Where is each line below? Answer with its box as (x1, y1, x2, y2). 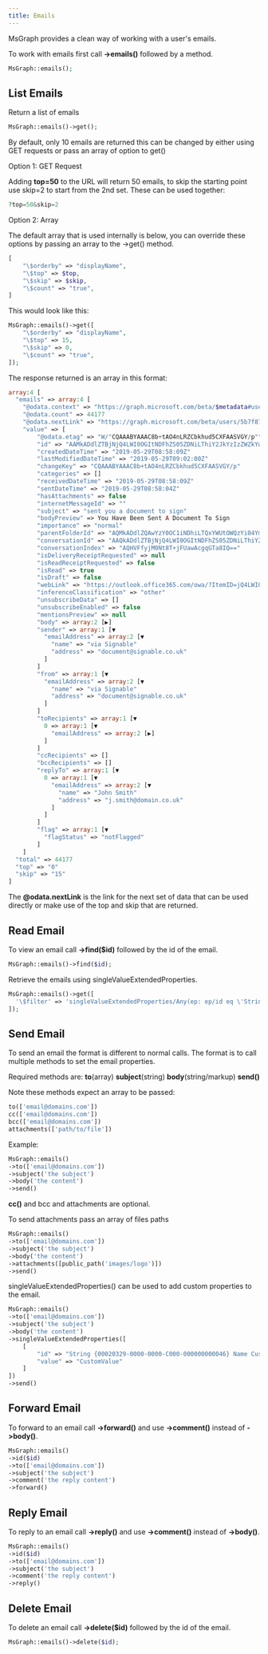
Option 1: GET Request (8, 161, 82, 171)
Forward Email (8, 1401, 81, 1416)
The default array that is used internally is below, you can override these (8, 230, 246, 240)
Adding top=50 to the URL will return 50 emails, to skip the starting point (8, 177, 247, 187)
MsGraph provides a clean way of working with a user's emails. (8, 33, 217, 43)
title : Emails (8, 11, 56, 20)
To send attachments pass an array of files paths (8, 1215, 169, 1224)
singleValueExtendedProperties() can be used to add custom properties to (8, 1282, 253, 1291)
